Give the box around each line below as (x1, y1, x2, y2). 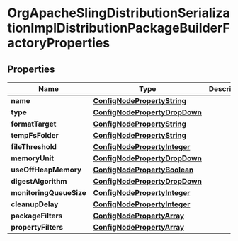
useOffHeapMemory (11, 165, 82, 175)
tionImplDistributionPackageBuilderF (7, 20, 230, 36)
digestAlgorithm (11, 177, 67, 186)
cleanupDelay (11, 199, 59, 209)
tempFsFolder (11, 131, 59, 140)
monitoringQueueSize (11, 188, 86, 197)
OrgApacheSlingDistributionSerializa (7, 5, 230, 21)
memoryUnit (11, 153, 55, 163)
